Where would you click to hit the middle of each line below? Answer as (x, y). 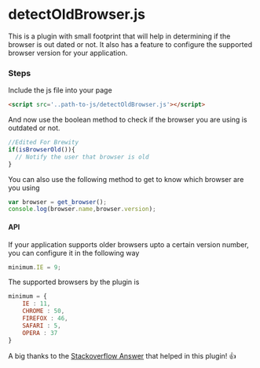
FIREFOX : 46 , (45, 319)
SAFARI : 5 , (42, 326)
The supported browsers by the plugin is (74, 282)
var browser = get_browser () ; (58, 202)
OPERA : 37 (40, 333)
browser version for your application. (68, 53)
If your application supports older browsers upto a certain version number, (128, 244)
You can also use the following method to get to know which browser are (126, 179)
